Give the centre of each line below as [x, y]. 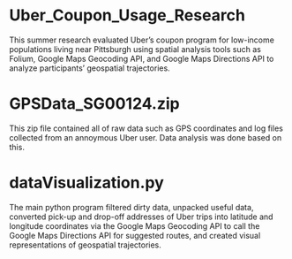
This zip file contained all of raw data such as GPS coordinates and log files [146, 128]
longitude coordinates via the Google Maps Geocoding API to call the [135, 225]
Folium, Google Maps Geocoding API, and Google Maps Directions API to [142, 58]
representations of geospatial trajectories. [85, 245]
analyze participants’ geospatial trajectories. [90, 68]
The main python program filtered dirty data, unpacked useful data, [131, 207]
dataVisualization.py [87, 183]
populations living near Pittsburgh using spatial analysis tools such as [135, 49]
